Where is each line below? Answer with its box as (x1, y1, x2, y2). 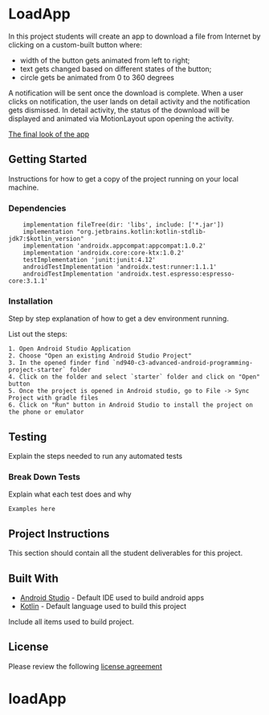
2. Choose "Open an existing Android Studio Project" (8, 352, 193, 360)
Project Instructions (8, 527, 110, 541)
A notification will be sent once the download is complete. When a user (8, 88, 243, 97)
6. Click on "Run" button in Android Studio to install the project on (8, 401, 253, 410)
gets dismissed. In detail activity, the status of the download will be (8, 105, 230, 115)
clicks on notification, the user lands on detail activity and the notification (8, 96, 251, 106)
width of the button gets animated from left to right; (19, 55, 190, 65)
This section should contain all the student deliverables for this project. (8, 548, 243, 558)
